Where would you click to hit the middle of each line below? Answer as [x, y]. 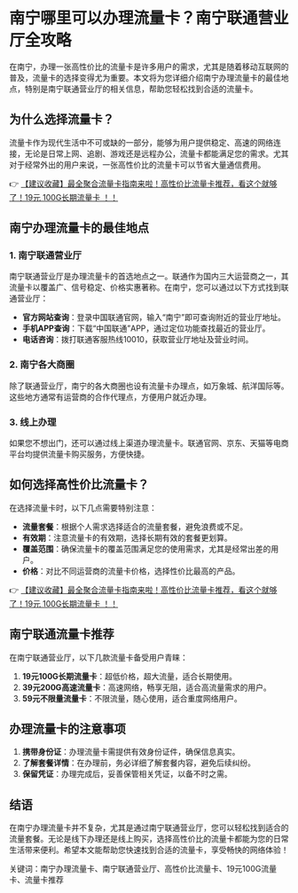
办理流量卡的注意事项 [67, 729]
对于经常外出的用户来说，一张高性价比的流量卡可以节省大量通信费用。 [137, 164]
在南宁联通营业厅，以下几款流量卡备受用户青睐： [98, 657]
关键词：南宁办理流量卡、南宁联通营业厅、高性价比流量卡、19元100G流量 [143, 869]
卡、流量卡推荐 [36, 880]
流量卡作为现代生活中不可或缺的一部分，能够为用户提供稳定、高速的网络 [141, 142]
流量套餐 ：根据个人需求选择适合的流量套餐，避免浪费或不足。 [135, 526]
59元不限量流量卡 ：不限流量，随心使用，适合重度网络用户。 [132, 698]
